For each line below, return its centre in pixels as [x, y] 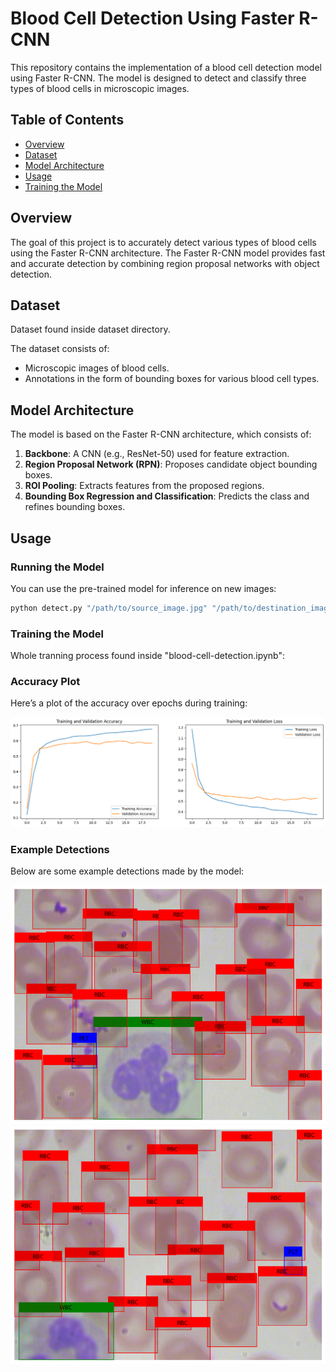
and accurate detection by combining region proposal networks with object [165, 263]
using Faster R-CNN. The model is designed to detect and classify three [158, 78]
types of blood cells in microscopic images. [100, 88]
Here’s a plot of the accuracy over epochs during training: [129, 703]
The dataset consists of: [60, 349]
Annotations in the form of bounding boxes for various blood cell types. [172, 379]
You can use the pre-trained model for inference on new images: [143, 588]
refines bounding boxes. [75, 507]
